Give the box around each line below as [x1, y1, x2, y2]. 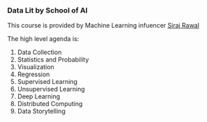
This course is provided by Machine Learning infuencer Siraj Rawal [7, 21, 200, 30]
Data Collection [17, 48, 62, 57]
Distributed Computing [17, 100, 83, 108]
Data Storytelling [17, 107, 66, 116]
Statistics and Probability [17, 55, 89, 64]
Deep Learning [17, 92, 61, 101]
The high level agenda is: [7, 35, 79, 43]
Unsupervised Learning [17, 85, 85, 94]
